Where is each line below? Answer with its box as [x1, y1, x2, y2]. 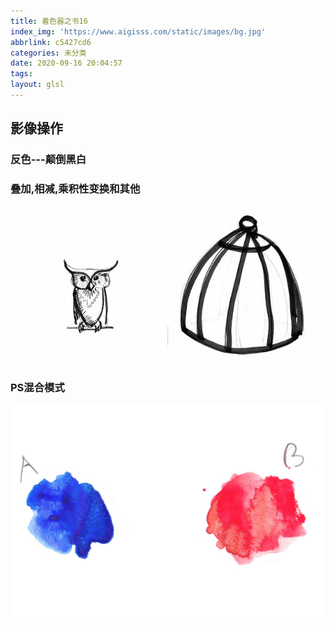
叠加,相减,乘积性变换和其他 [10, 182, 141, 196]
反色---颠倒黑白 [10, 153, 87, 167]
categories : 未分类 [10, 48, 87, 58]
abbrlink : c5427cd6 [10, 37, 92, 47]
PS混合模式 [10, 381, 65, 395]
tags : [10, 69, 33, 79]
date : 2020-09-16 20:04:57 [10, 58, 123, 69]
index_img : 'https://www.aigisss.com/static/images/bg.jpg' [10, 26, 267, 37]
